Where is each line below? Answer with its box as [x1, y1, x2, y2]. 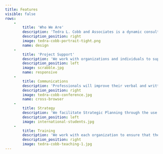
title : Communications [22, 79, 68, 84]
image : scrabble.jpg [22, 66, 64, 70]
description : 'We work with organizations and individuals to [22, 56, 151, 61]
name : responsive [22, 70, 57, 75]
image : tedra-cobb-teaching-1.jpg [22, 142, 92, 147]
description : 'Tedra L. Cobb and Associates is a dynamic [22, 29, 142, 34]
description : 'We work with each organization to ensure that [22, 133, 151, 138]
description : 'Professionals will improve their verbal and [22, 83, 147, 88]
